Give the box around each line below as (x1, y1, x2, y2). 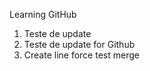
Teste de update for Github (23, 39, 136, 50)
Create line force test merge (23, 49, 140, 61)
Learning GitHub (9, 9, 77, 20)
